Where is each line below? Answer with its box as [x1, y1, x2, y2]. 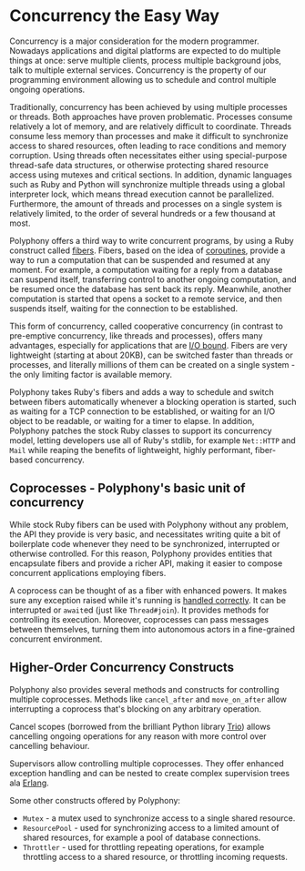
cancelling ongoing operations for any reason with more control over [9, 730, 267, 742]
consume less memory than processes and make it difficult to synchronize [9, 130, 289, 141]
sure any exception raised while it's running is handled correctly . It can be [9, 594, 287, 605]
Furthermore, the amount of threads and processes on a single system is [9, 197, 282, 209]
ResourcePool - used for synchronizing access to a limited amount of [22, 822, 280, 833]
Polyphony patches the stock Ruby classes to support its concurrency [9, 425, 272, 436]
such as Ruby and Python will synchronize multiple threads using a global [9, 178, 285, 189]
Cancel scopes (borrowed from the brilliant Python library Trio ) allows [9, 721, 271, 732]
